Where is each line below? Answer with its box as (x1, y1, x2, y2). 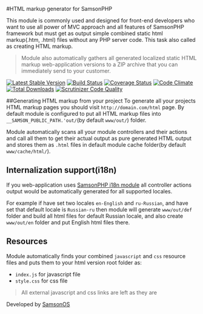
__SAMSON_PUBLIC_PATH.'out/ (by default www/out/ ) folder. (6, 116, 147, 124)
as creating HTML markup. (6, 42, 73, 50)
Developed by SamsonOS (6, 300, 70, 308)
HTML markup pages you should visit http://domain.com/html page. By (6, 104, 185, 111)
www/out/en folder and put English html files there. (6, 218, 130, 226)
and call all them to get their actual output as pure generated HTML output (6, 135, 192, 142)
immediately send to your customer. (21, 67, 111, 75)
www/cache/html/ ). (6, 148, 51, 155)
